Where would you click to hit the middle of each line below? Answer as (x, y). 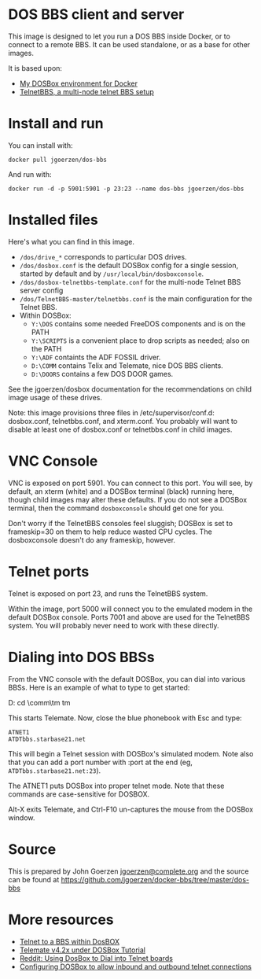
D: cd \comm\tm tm (39, 702)
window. (22, 817)
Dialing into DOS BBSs (81, 657)
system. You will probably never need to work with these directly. (114, 625)
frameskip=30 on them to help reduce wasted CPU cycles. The (110, 532)
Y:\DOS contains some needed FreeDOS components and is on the (138, 323)
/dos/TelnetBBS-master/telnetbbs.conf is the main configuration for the (136, 298)
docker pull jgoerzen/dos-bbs (58, 160)
